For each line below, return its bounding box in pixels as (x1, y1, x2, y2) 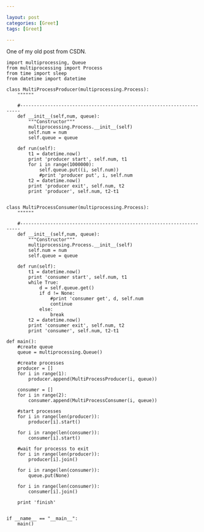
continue (50, 301, 72, 307)
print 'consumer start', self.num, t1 (28, 274, 127, 281)
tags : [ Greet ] (6, 26, 43, 32)
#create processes (17, 360, 64, 367)
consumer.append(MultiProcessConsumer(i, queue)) (28, 398, 157, 404)
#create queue (17, 344, 53, 350)
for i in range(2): (17, 392, 67, 398)
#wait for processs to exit (17, 446, 89, 452)
